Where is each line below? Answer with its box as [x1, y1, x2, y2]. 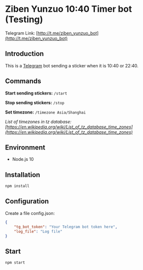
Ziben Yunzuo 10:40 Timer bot [5, 3, 132, 15]
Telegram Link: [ [5, 30, 38, 36]
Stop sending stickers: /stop [5, 99, 65, 105]
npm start [5, 260, 26, 265]
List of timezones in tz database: [5, 119, 72, 124]
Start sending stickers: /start [5, 90, 67, 96]
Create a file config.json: [5, 210, 55, 216]
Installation [5, 171, 40, 179]
